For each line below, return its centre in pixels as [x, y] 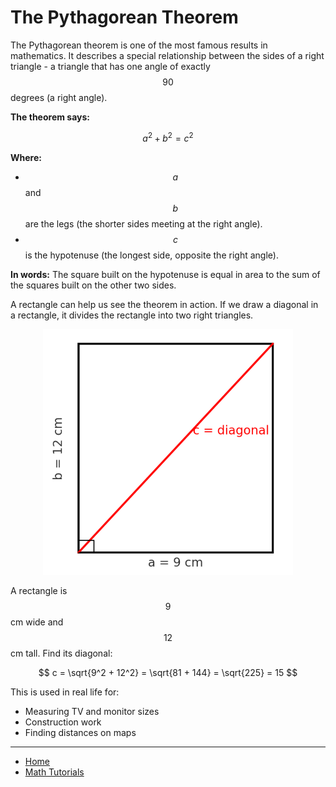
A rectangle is [39, 591]
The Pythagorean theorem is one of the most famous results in [139, 45]
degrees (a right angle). [59, 97]
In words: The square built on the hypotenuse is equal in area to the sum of [165, 274]
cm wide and [37, 622]
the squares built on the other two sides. [93, 285]
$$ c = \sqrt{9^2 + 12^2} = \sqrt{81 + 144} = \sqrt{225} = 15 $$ [168, 673]
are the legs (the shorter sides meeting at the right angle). [143, 223]
